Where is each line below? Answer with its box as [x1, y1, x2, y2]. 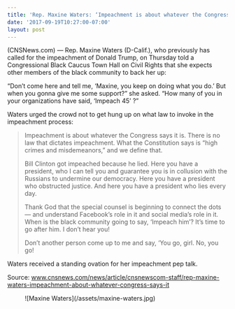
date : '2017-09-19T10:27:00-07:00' [7, 18, 111, 26]
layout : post [7, 26, 45, 33]
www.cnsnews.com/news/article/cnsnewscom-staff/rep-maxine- [31, 273, 220, 282]
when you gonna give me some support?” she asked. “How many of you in [7, 89, 222, 98]
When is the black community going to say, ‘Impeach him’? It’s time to [24, 217, 225, 227]
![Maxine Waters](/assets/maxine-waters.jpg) [24, 294, 156, 303]
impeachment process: [7, 117, 73, 126]
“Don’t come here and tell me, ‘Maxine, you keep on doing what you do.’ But [7, 82, 226, 90]
